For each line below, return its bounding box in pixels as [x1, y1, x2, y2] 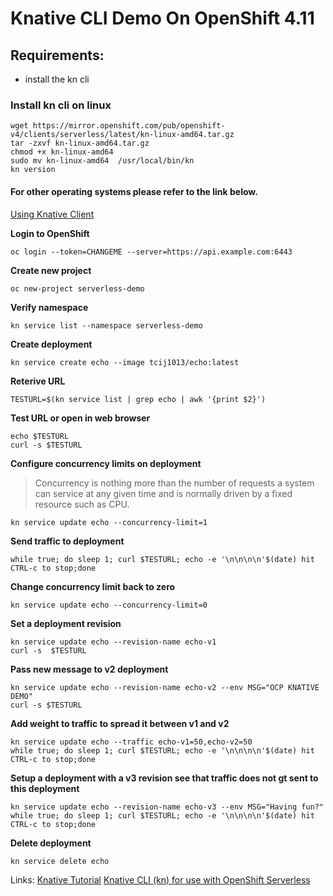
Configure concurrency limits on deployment [10, 457, 202, 469]
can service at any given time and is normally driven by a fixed [34, 487, 293, 499]
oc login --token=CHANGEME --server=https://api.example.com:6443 [10, 247, 293, 257]
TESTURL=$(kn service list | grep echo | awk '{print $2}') [10, 394, 267, 404]
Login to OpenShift [10, 227, 90, 239]
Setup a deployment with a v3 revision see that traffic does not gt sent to [10, 772, 319, 784]
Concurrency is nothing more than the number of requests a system [34, 477, 315, 489]
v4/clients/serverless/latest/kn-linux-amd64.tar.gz [10, 130, 235, 140]
